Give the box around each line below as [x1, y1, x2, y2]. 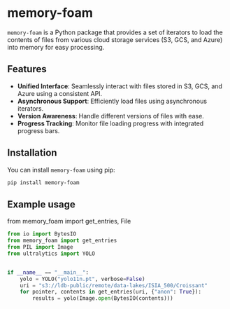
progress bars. [17, 126, 60, 135]
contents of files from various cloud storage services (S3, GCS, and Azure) [7, 35, 223, 43]
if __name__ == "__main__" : [7, 268, 89, 276]
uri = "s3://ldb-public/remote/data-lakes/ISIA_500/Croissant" [20, 282, 208, 289]
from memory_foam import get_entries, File [7, 217, 131, 226]
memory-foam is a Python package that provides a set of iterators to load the [7, 28, 223, 36]
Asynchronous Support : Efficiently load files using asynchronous [17, 97, 208, 105]
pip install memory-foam [7, 179, 80, 186]
